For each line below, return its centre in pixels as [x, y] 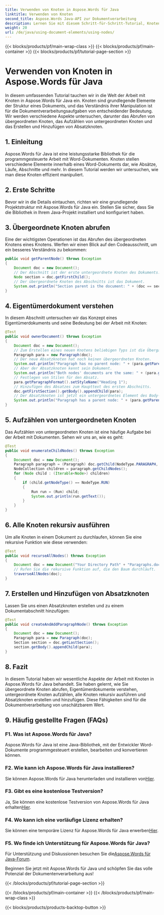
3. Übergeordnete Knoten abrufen [58, 228]
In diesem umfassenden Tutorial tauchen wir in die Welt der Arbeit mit [75, 95]
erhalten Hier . [18, 807]
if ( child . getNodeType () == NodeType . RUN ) [66, 482]
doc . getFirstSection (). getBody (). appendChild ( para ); [69, 391]
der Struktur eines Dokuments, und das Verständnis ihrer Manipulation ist [79, 105]
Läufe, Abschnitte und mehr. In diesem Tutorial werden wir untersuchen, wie [82, 169]
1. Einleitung [24, 142]
